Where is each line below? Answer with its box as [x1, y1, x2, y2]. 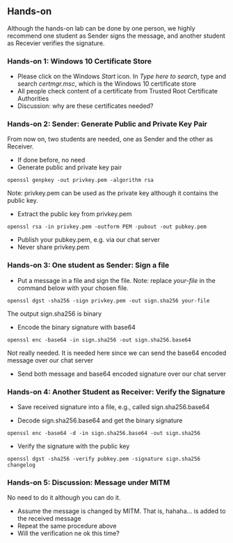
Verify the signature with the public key [17, 442, 130, 450]
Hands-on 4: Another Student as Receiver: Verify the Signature [7, 387, 225, 397]
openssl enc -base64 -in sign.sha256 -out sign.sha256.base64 [7, 336, 191, 344]
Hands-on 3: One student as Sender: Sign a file [7, 261, 170, 270]
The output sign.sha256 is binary [7, 309, 102, 318]
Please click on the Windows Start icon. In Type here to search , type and [17, 72, 226, 81]
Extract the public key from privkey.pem [17, 210, 132, 218]
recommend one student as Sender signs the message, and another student [7, 31, 226, 40]
